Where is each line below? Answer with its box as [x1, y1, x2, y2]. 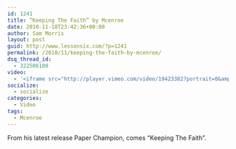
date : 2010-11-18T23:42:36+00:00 [7, 23, 105, 30]
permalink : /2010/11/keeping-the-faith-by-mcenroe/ [7, 50, 162, 57]
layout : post [7, 36, 46, 43]
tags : [7, 108, 23, 115]
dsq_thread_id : [7, 56, 52, 63]
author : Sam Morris [7, 29, 65, 37]
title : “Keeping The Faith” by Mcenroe [7, 17, 124, 24]
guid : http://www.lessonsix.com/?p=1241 [7, 43, 128, 50]
